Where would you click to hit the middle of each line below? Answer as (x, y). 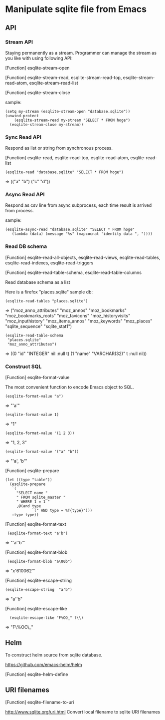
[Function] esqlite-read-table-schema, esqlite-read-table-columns (74, 272)
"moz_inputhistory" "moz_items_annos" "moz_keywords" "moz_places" (79, 321)
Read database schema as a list (38, 282)
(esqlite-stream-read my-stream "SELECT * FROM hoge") (72, 120)
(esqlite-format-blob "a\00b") (40, 562)
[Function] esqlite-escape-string (39, 581)
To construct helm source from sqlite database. (54, 655)
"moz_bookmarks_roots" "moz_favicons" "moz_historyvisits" (68, 315)
